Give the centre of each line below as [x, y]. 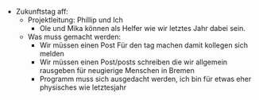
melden [52, 54]
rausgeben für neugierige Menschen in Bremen [117, 70]
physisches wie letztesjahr [83, 87]
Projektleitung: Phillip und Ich [75, 20]
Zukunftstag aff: [42, 12]
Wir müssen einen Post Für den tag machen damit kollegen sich [144, 45]
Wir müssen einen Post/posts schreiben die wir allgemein [133, 62]
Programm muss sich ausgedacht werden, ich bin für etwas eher [145, 79]
